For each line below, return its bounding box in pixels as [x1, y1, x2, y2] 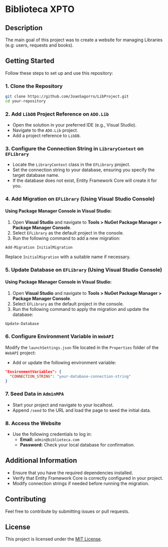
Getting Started [5, 57, 55, 65]
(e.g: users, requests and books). [5, 42, 74, 48]
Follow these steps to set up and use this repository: [5, 70, 113, 76]
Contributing [5, 495, 46, 503]
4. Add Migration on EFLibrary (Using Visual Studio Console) [5, 195, 155, 202]
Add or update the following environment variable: [12, 359, 116, 365]
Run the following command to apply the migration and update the [12, 306, 149, 312]
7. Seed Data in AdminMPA [5, 390, 64, 397]
